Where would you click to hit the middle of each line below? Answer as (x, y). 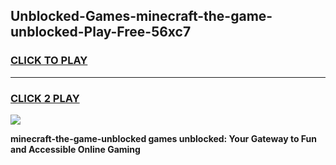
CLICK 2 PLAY (45, 98)
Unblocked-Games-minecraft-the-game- (141, 16)
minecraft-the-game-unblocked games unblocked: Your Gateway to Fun (163, 138)
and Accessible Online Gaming (75, 149)
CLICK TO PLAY (49, 61)
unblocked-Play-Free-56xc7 (101, 32)
